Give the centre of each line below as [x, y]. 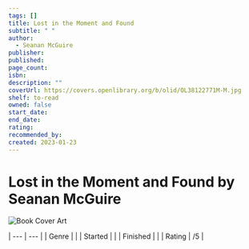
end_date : [25, 120]
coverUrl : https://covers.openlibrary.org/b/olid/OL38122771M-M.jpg [125, 90]
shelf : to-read [34, 98]
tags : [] [23, 16]
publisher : [26, 53]
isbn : [17, 75]
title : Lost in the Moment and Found [71, 23]
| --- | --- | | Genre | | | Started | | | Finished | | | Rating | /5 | [106, 236]
